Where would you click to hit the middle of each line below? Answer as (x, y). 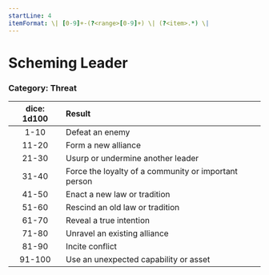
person (79, 181)
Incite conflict (91, 246)
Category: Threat (43, 87)
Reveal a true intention (108, 220)
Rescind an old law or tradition (122, 207)
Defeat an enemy (98, 131)
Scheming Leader (68, 63)
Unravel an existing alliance (117, 233)
